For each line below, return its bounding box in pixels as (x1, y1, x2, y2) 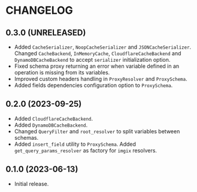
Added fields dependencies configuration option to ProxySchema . (14, 82, 173, 89)
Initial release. (14, 180, 49, 187)
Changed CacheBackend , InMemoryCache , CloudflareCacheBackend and (14, 50, 181, 57)
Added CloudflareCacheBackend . (14, 115, 93, 122)
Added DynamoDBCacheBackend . (14, 121, 88, 128)
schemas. (14, 134, 39, 141)
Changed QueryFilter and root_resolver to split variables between (14, 127, 180, 135)
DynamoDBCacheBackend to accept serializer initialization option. (14, 56, 171, 63)
